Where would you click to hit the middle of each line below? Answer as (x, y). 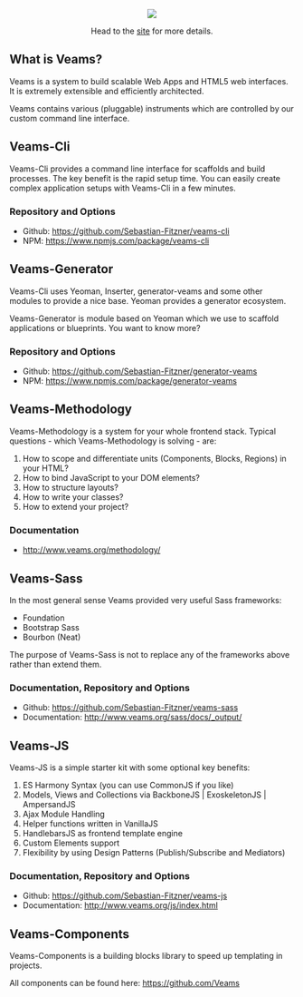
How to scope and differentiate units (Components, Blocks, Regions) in (154, 458)
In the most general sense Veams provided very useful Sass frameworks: (146, 600)
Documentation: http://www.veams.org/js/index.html (120, 905)
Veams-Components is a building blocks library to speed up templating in (146, 956)
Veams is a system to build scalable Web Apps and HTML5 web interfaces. (149, 81)
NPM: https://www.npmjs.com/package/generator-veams (130, 381)
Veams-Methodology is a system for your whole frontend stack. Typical (143, 431)
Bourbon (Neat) (52, 637)
